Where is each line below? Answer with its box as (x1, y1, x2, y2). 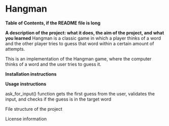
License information (5, 115, 47, 122)
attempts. (5, 46, 25, 52)
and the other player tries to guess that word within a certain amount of (5, 40, 154, 46)
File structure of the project (5, 106, 62, 112)
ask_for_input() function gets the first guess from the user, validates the (5, 90, 155, 97)
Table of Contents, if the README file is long (5, 20, 100, 26)
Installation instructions (5, 71, 57, 77)
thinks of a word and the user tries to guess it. (5, 61, 102, 67)
